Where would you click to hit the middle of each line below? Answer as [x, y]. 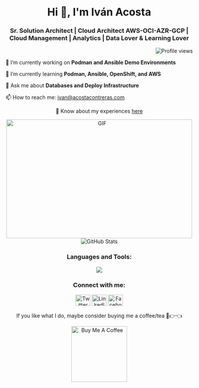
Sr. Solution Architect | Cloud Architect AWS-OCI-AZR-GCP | [99, 31]
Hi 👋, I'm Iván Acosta [99, 12]
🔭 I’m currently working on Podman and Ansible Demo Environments [91, 62]
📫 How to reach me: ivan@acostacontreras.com [65, 97]
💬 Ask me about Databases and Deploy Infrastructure [72, 86]
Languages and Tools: [99, 257]
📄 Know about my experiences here [99, 111]
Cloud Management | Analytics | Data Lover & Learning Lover [99, 38]
